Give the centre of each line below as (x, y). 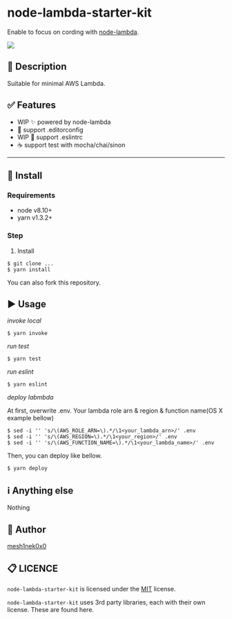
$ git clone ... (30, 263)
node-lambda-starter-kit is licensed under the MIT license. (91, 589)
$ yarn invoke (28, 334)
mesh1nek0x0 (27, 546)
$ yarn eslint (28, 385)
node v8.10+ (35, 210)
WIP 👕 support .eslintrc (50, 137)
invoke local (24, 321)
